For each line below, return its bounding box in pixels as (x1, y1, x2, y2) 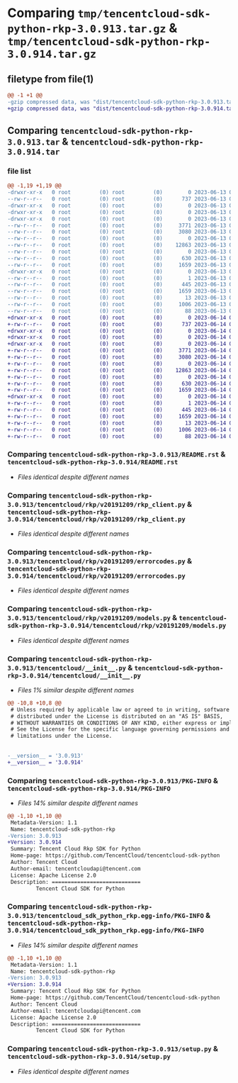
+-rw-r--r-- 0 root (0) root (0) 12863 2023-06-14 (7, 366, 227, 374)
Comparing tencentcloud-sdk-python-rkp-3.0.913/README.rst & (7, 449, 226, 459)
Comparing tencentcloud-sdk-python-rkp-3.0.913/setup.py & (7, 1044, 218, 1054)
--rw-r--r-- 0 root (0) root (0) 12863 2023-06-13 (7, 242, 227, 249)
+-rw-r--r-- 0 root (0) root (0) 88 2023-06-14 (7, 432, 227, 440)
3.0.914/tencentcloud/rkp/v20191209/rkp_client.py (7, 515, 186, 523)
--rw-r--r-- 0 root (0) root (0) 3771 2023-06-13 (7, 222, 227, 229)
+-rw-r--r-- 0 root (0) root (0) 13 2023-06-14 (7, 420, 227, 427)
